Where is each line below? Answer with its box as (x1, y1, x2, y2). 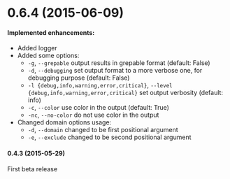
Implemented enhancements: (7, 28, 95, 36)
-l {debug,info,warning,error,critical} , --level (27, 81, 173, 89)
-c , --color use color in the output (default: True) (27, 103, 170, 112)
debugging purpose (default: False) (27, 73, 130, 82)
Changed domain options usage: (17, 118, 112, 127)
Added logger (17, 44, 57, 52)
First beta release (7, 164, 58, 173)
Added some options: (17, 51, 80, 60)
